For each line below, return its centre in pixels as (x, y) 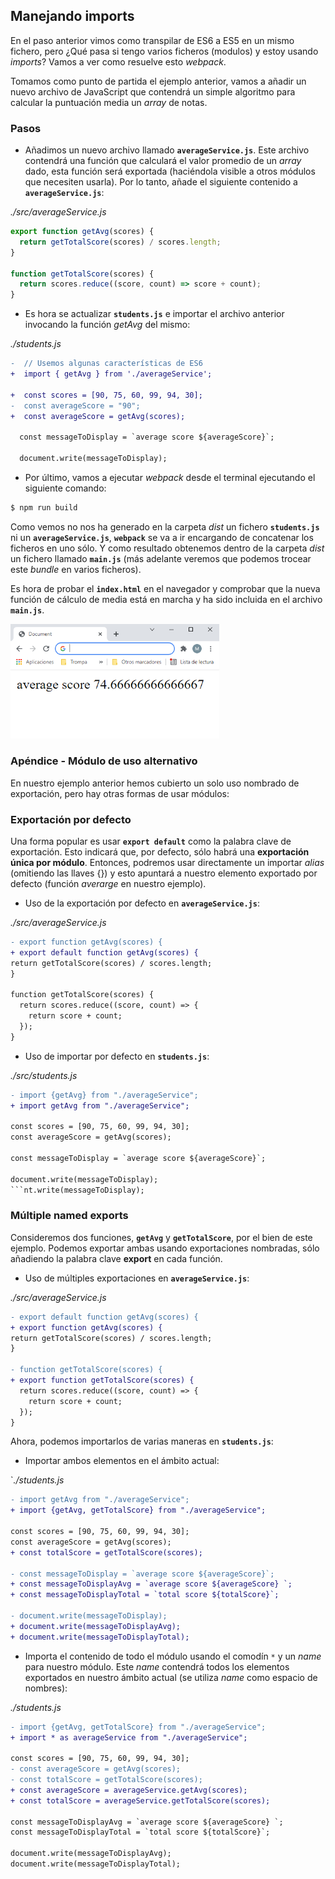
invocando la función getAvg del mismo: (107, 325)
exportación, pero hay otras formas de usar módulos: (120, 793)
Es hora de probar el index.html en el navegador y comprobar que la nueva (165, 588)
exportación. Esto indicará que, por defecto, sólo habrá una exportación (160, 852)
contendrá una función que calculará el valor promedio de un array (163, 161)
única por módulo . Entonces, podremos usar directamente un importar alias (167, 863)
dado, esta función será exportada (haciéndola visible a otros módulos (170, 171)
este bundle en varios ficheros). (76, 569)
